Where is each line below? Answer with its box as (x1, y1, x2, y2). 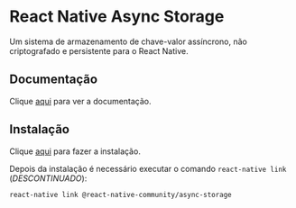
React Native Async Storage (9, 6, 225, 27)
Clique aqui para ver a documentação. (9, 95, 152, 106)
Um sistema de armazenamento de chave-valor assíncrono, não (9, 36, 248, 47)
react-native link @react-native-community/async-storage (9, 190, 232, 199)
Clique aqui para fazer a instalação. (9, 146, 142, 157)
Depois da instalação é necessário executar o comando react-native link (9, 163, 287, 174)
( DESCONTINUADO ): (9, 173, 88, 184)
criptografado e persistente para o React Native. (9, 45, 189, 56)
